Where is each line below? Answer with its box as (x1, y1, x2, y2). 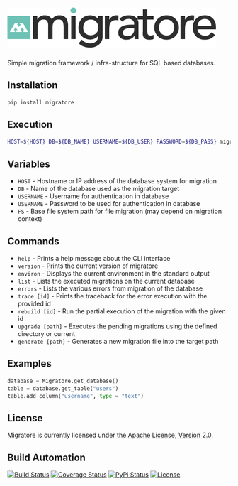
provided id (17, 299, 51, 308)
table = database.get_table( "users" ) (7, 384, 119, 392)
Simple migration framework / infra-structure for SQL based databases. (7, 58, 216, 67)
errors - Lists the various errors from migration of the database (17, 284, 203, 293)
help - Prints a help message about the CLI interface (17, 254, 171, 262)
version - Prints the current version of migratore (17, 261, 159, 270)
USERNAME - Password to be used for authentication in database (17, 200, 200, 208)
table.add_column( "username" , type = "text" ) (7, 392, 144, 399)
